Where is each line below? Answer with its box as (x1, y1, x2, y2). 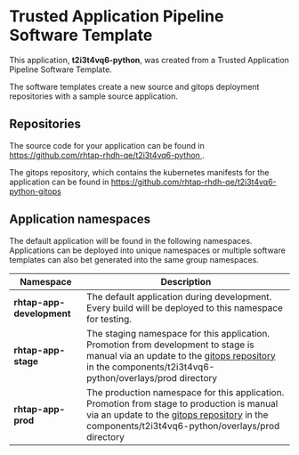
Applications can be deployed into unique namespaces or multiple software (9, 245, 287, 256)
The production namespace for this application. (85, 386, 285, 398)
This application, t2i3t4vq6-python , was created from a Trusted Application (9, 54, 289, 65)
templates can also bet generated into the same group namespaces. (9, 254, 260, 264)
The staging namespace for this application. (85, 327, 270, 339)
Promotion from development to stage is (85, 338, 255, 351)
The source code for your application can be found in (9, 140, 205, 150)
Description (160, 275, 212, 288)
